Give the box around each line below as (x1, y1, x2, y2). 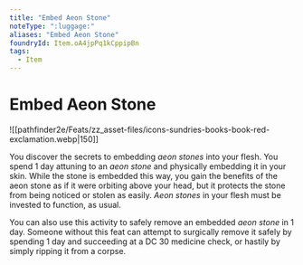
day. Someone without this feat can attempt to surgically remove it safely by (9, 226, 292, 237)
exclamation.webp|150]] (9, 133, 99, 145)
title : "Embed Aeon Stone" (9, 13, 111, 23)
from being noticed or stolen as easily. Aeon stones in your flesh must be (9, 189, 282, 200)
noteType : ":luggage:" (9, 22, 95, 31)
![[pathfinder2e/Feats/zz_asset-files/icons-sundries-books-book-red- (9, 124, 270, 135)
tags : (9, 47, 30, 56)
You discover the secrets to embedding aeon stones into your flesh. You (9, 151, 279, 162)
